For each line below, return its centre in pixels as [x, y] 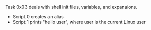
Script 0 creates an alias [38, 17]
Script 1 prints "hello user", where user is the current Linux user [79, 22]
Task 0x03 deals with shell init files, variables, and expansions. [71, 7]
